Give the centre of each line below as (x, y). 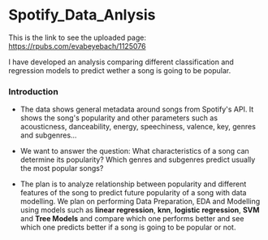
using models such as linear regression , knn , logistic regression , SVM (140, 210)
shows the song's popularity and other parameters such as (119, 118)
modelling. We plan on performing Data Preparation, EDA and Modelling (140, 202)
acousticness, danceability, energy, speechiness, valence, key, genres (138, 127)
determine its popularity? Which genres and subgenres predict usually (138, 159)
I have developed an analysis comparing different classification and (121, 62)
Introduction (33, 91)
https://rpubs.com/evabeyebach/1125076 (77, 46)
